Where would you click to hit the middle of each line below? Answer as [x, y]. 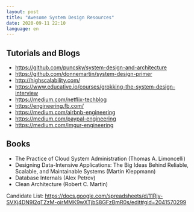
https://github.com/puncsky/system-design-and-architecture [91, 67]
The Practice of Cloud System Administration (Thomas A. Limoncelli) [100, 158]
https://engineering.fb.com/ [49, 106]
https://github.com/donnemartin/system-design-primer [83, 74]
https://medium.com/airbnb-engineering [65, 113]
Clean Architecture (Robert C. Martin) [61, 184]
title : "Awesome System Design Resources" [60, 17]
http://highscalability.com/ [47, 80]
